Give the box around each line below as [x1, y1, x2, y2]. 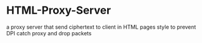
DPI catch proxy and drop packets [6, 29, 92, 36]
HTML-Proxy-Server [6, 4, 111, 17]
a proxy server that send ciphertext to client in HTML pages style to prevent [6, 23, 197, 30]
